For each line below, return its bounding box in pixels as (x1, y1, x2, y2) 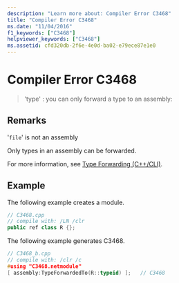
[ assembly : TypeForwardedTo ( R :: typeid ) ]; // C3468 (7, 269, 166, 276)
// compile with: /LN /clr (7, 218, 85, 225)
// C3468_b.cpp (7, 250, 51, 257)
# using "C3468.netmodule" (7, 263, 82, 270)
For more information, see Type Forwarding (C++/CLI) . (7, 159, 163, 168)
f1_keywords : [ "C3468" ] (7, 29, 76, 37)
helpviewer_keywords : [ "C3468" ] (7, 36, 100, 43)
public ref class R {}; (7, 224, 76, 231)
